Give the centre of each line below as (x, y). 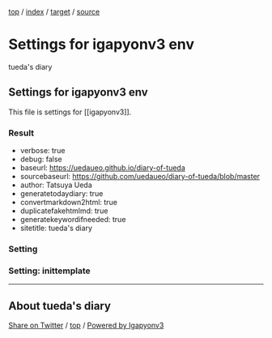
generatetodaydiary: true (62, 194)
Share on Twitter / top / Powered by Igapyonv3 (86, 325)
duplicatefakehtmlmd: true (64, 211)
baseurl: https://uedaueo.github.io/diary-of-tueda (103, 168)
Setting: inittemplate (49, 271)
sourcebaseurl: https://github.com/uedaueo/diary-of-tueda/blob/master (140, 177)
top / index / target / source (54, 12)
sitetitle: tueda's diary (56, 228)
